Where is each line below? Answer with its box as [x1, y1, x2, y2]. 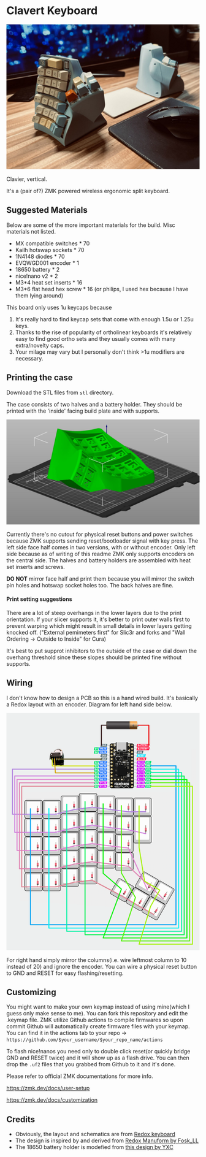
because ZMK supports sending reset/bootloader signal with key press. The [6, 537, 198, 544]
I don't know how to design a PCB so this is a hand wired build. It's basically [6, 694, 198, 701]
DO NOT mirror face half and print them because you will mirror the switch [6, 575, 194, 582]
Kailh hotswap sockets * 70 [15, 246, 85, 253]
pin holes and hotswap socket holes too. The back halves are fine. [6, 581, 174, 589]
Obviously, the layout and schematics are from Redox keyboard [15, 1131, 176, 1138]
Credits [6, 1114, 36, 1125]
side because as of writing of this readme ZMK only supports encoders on [6, 550, 194, 557]
